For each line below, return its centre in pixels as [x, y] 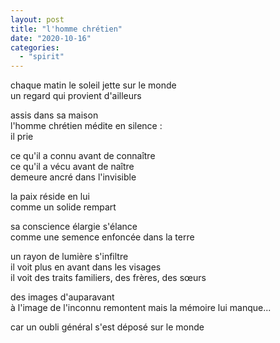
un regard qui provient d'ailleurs [76, 96]
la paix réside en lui [50, 197]
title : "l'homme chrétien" [66, 29]
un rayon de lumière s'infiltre [69, 257]
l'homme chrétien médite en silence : [86, 126]
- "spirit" [42, 57]
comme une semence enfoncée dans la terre [102, 237]
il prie [22, 137]
